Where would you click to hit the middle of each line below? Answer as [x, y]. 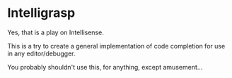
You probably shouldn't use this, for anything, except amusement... [105, 67]
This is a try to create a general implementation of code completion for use [116, 46]
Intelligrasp [41, 13]
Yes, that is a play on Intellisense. [56, 32]
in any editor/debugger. [41, 53]
